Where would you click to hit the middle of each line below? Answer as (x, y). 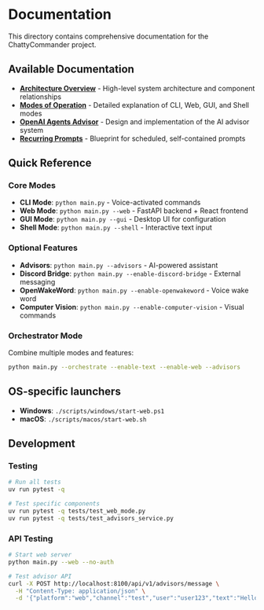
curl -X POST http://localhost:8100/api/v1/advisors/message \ (114, 583)
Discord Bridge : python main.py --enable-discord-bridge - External (130, 274)
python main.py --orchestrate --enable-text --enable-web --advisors (125, 367)
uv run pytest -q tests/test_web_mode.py (77, 511)
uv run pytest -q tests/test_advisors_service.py (91, 518)
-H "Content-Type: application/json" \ (81, 591)
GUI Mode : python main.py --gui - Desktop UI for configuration (123, 219)
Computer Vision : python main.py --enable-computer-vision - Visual (132, 307)
